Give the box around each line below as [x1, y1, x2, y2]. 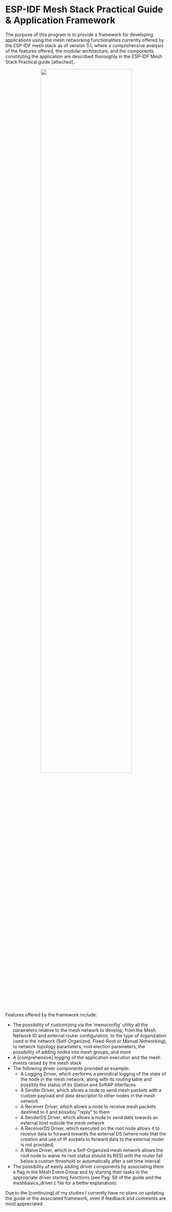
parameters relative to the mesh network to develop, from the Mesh [12, 1027, 156, 1033]
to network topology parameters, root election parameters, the [12, 1043, 145, 1049]
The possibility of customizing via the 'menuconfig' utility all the [12, 1022, 148, 1028]
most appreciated [5, 1200, 43, 1207]
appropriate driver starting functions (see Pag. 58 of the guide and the [12, 1174, 162, 1180]
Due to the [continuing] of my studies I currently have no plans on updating [5, 1189, 164, 1196]
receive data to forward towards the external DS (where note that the [20, 1130, 166, 1137]
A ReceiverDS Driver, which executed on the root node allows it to [20, 1125, 160, 1131]
